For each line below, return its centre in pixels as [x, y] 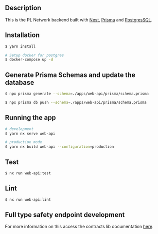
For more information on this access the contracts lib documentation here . [79, 227]
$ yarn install [20, 46]
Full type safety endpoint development [65, 215]
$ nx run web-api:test [28, 173]
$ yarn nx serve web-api [30, 134]
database [20, 82]
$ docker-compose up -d [29, 60]
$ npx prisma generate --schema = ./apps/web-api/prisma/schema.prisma [77, 94]
